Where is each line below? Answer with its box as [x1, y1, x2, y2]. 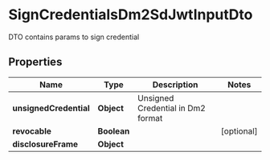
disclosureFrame [12, 138, 79, 150]
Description [152, 78, 198, 90]
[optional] [220, 126, 258, 137]
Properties [8, 55, 63, 69]
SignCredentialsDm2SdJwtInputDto [8, 6, 253, 24]
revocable [12, 126, 52, 137]
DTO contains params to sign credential [8, 32, 140, 42]
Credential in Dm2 [137, 102, 207, 114]
